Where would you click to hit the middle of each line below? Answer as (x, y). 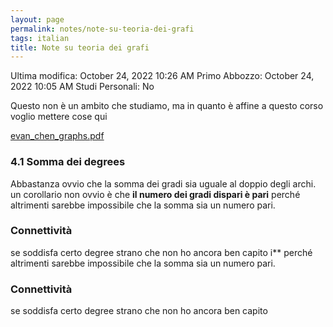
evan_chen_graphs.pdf (57, 136)
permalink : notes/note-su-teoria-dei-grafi (102, 29)
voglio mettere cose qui (59, 117)
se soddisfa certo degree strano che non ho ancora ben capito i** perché (161, 252)
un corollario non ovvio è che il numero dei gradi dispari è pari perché (155, 194)
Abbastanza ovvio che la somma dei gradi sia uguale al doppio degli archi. (163, 183)
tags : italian (40, 38)
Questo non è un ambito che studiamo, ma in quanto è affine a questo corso (167, 106)
